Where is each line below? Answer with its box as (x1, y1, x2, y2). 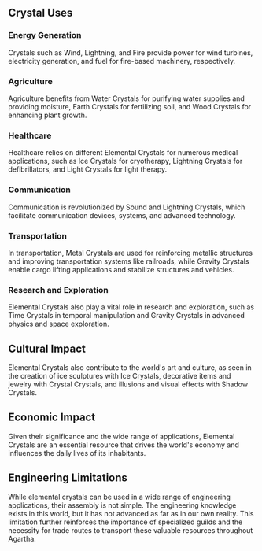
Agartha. (8, 534, 37, 543)
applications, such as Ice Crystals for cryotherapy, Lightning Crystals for (8, 157, 243, 166)
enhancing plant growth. (8, 110, 87, 120)
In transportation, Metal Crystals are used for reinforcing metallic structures (8, 248, 253, 257)
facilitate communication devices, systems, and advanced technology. (8, 210, 236, 220)
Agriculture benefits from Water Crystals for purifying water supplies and (8, 94, 245, 103)
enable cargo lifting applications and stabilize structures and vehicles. (8, 264, 234, 274)
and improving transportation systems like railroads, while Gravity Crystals (8, 256, 249, 266)
